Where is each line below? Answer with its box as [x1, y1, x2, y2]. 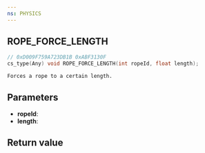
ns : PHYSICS [7, 10, 41, 17]
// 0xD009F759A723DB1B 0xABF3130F [7, 54, 107, 61]
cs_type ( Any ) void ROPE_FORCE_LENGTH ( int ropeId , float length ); [7, 60, 199, 68]
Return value [7, 137, 64, 149]
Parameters [7, 91, 59, 103]
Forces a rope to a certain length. [7, 73, 113, 80]
